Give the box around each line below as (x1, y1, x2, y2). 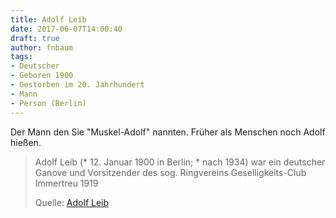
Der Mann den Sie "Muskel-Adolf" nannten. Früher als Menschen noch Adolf (10, 126, 326, 138)
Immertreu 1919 (34, 177, 99, 189)
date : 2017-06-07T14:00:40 (10, 24, 123, 34)
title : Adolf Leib (10, 14, 87, 25)
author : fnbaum (10, 42, 74, 53)
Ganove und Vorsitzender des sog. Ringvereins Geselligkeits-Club (34, 166, 307, 178)
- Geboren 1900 (10, 71, 74, 81)
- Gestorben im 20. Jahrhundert (10, 80, 145, 90)
